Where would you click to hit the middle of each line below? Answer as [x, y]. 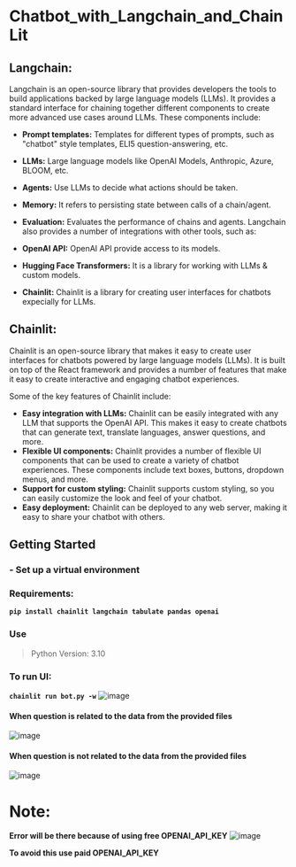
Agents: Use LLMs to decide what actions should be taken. [130, 187]
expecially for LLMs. [59, 302]
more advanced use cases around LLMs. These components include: [135, 117]
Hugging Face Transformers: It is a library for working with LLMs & [144, 266]
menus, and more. [55, 479]
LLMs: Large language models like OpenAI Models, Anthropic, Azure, [148, 161]
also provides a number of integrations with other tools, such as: [139, 231]
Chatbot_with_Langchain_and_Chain [146, 16]
